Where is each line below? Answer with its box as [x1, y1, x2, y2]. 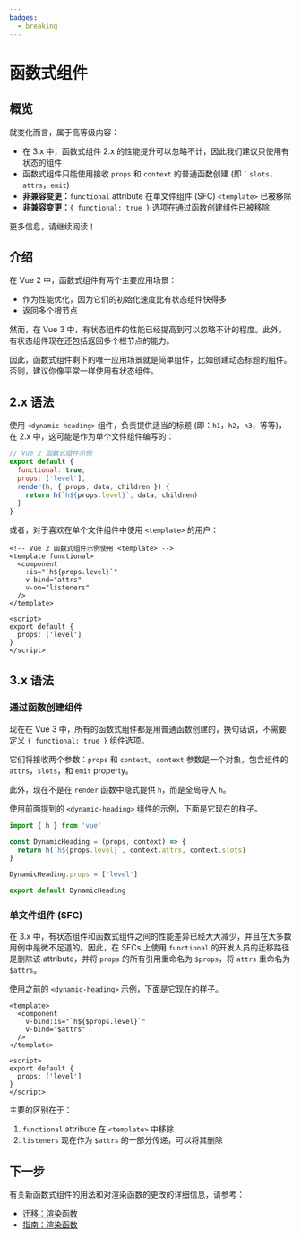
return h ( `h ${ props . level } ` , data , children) [25, 490, 199, 500]
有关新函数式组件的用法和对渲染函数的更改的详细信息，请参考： [9, 1189, 245, 1200]
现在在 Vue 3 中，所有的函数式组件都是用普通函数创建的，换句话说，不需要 [9, 723, 287, 735]
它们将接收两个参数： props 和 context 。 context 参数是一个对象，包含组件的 [9, 753, 288, 764]
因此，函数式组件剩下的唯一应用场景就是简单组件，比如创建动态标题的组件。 [9, 355, 292, 365]
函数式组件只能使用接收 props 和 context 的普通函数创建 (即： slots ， [21, 168, 278, 179]
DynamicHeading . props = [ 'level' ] [9, 870, 139, 879]
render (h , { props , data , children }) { [17, 482, 170, 491]
